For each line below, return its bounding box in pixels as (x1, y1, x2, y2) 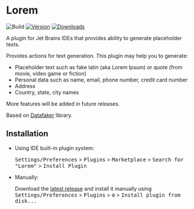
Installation (6, 129, 48, 139)
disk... (14, 197, 37, 204)
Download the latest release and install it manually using (14, 185, 152, 192)
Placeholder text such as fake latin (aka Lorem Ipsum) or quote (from (14, 63, 183, 71)
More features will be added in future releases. (6, 100, 120, 107)
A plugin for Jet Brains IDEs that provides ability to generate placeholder (6, 34, 182, 41)
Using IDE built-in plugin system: (14, 144, 95, 151)
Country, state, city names (14, 89, 79, 96)
